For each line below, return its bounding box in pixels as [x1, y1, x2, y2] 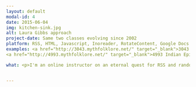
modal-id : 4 [6, 14, 35, 20]
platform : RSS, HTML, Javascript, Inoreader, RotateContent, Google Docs [6, 41, 190, 47]
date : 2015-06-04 [6, 19, 48, 25]
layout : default [6, 8, 45, 14]
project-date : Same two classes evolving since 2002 [6, 35, 137, 41]
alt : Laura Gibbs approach [6, 30, 72, 36]
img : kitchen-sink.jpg [6, 24, 61, 31]
